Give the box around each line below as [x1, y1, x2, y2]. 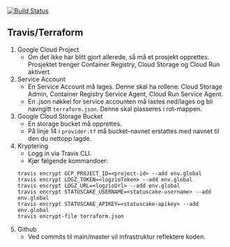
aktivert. [27, 67, 52, 76]
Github [17, 225, 37, 233]
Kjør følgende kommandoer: [27, 156, 109, 165]
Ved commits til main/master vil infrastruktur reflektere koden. [27, 232, 206, 241]
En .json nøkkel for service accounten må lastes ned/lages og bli [27, 97, 213, 105]
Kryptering [17, 142, 49, 150]
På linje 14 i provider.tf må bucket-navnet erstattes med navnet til [27, 126, 220, 135]
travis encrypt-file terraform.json [17, 213, 124, 220]
